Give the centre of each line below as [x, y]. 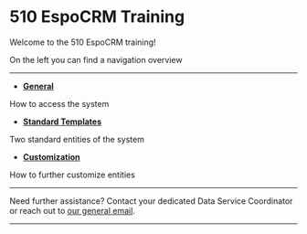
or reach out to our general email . [72, 210]
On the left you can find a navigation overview [96, 59]
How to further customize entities [72, 175]
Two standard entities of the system [77, 139]
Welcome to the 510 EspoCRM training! [83, 42]
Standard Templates [62, 122]
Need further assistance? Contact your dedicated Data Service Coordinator [151, 201]
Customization [51, 156]
